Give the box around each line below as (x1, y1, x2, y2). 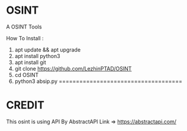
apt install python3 (14, 52, 60, 59)
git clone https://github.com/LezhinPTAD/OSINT (14, 65, 132, 72)
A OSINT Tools (6, 23, 43, 30)
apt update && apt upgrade (14, 46, 81, 53)
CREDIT (6, 98, 44, 112)
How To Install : (6, 34, 44, 41)
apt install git (14, 59, 46, 66)
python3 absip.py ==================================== (14, 78, 182, 85)
